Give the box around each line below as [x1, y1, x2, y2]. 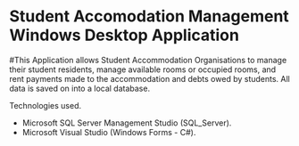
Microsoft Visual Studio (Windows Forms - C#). [21, 126, 196, 137]
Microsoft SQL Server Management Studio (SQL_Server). [21, 118, 232, 128]
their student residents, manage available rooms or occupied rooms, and [9, 64, 277, 75]
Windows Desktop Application [9, 25, 239, 45]
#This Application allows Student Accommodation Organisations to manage [9, 54, 287, 65]
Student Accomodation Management [9, 6, 290, 27]
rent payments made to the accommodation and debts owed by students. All [9, 73, 290, 84]
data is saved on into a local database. [9, 83, 150, 93]
